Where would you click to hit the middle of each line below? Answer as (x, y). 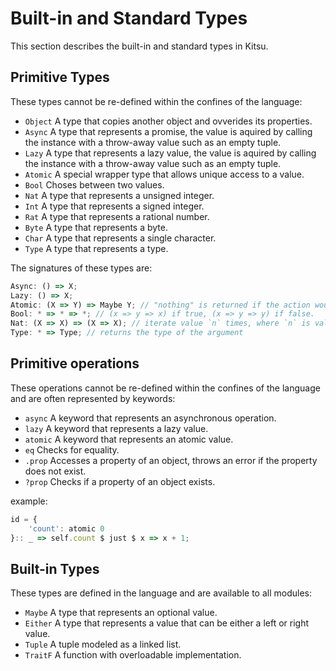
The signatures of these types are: (81, 268)
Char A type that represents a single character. (120, 238)
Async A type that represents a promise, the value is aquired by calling (168, 131)
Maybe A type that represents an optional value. (121, 613)
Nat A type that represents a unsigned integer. (119, 195)
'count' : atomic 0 (66, 528)
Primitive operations (75, 363)
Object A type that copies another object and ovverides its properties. (168, 121)
